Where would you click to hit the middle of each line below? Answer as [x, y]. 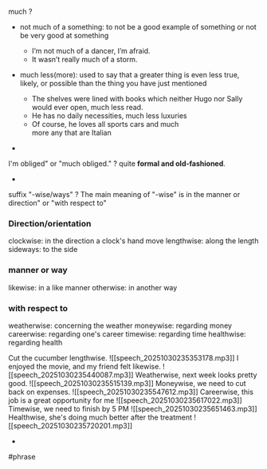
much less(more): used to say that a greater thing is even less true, [130, 75]
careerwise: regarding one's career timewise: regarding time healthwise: [127, 333]
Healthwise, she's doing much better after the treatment [100, 417]
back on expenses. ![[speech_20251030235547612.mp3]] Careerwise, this [131, 392]
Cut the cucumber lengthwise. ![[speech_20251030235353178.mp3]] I [124, 357]
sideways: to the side [43, 250]
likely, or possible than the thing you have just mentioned [113, 83]
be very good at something [64, 35]
